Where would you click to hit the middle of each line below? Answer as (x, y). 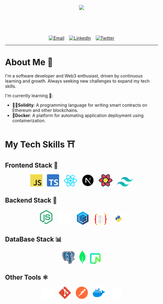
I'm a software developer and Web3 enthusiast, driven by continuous (74, 76)
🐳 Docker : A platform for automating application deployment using (78, 115)
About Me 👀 (29, 62)
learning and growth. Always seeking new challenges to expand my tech (77, 81)
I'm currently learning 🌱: (29, 95)
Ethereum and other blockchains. (45, 110)
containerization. (29, 120)
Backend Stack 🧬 (31, 200)
